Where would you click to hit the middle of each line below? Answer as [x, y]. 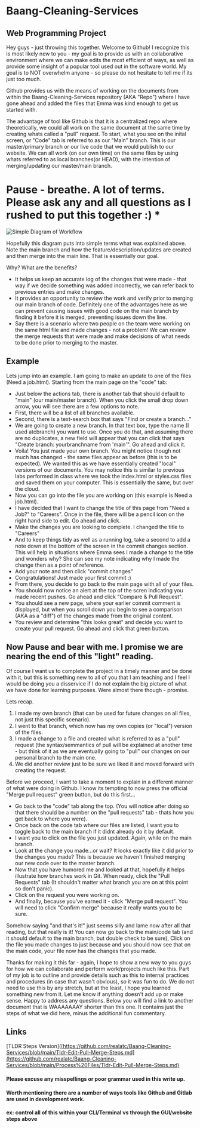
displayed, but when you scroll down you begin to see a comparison [99, 609]
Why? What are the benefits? [42, 268]
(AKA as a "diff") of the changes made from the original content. [94, 616]
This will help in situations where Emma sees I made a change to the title [104, 552]
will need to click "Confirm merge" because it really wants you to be [99, 907]
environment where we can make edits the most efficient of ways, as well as [100, 60]
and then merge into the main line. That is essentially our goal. [83, 256]
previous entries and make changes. [59, 291]
